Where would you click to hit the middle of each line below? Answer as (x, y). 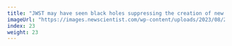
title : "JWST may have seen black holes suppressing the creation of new (116, 13)
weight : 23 (23, 32)
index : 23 (21, 26)
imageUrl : (21, 20)
